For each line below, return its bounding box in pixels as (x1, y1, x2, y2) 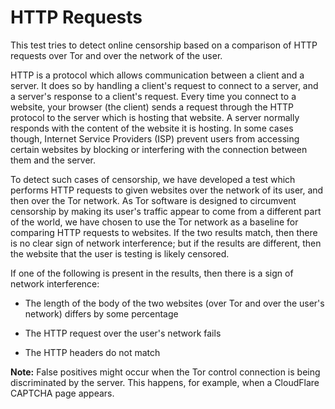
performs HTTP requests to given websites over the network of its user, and (10, 184, 324, 196)
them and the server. (10, 154, 97, 166)
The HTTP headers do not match (24, 346, 161, 358)
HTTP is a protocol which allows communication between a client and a (10, 69, 305, 81)
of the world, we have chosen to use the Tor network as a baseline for (10, 216, 299, 228)
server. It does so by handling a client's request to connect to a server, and (10, 79, 319, 91)
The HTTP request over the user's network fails (24, 327, 222, 339)
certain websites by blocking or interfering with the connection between (10, 143, 308, 155)
